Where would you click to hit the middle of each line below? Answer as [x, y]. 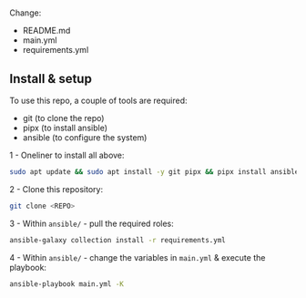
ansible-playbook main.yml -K [67, 284]
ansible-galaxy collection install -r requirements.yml [117, 240]
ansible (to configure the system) [85, 138]
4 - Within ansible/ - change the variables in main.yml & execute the [138, 257]
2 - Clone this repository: [56, 189]
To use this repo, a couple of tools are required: [98, 100]
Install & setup [51, 79]
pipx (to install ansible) [65, 128]
